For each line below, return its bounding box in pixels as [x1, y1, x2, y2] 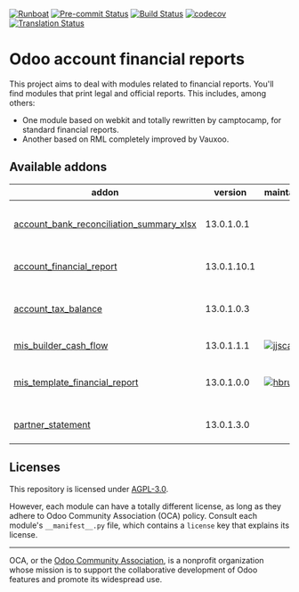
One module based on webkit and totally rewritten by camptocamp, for [21, 114, 282, 125]
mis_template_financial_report [13, 375, 139, 388]
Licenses [9, 460, 61, 475]
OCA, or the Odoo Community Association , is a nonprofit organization [9, 555, 264, 565]
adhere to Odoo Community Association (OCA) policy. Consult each [9, 510, 258, 521]
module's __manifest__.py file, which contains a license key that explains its [9, 520, 290, 530]
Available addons [9, 160, 108, 175]
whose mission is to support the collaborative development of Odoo [9, 564, 258, 575]
